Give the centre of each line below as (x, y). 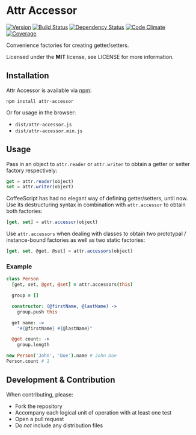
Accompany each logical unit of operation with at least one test (93, 412)
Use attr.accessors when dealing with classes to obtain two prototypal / (96, 234)
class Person (23, 279)
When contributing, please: (40, 394)
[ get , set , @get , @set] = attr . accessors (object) (70, 251)
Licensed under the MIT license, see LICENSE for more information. (90, 57)
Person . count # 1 (28, 362)
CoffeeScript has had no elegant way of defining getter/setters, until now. (97, 199)
